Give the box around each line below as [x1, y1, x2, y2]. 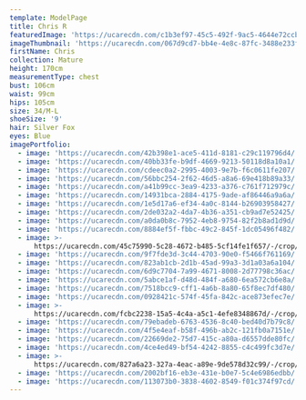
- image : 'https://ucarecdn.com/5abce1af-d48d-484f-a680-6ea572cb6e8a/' [17, 275, 300, 285]
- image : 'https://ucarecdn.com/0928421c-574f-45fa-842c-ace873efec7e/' [17, 292, 300, 301]
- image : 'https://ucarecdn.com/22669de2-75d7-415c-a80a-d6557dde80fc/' [17, 335, 300, 344]
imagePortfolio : [9, 140, 71, 149]
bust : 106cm [9, 81, 55, 90]
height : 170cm [9, 65, 64, 74]
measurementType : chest [9, 73, 100, 82]
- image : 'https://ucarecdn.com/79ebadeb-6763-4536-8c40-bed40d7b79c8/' [17, 317, 300, 327]
